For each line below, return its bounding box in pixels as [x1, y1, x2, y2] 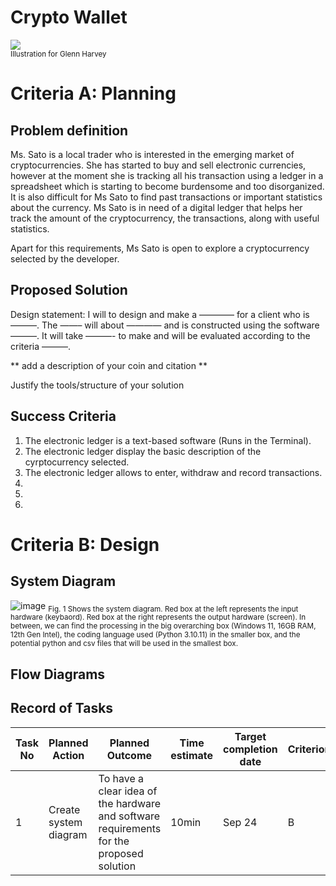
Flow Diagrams [10, 666, 106, 683]
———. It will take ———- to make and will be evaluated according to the [10, 329, 311, 341]
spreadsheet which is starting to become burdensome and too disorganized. [10, 180, 325, 192]
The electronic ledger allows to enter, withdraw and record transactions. [24, 466, 323, 478]
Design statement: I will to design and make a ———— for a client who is [10, 308, 310, 320]
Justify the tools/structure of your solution [10, 379, 185, 391]
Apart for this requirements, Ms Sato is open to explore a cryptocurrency [10, 242, 310, 254]
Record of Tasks [10, 700, 114, 717]
